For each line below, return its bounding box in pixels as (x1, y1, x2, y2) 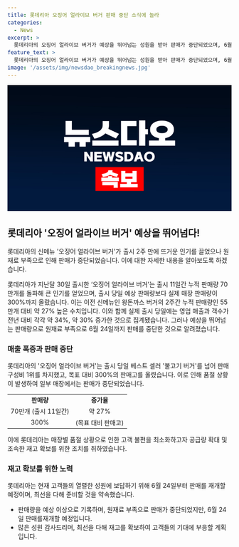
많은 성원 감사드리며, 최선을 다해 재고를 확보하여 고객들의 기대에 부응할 (17, 523, 213, 532)
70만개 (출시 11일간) (10, 407, 70, 416)
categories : (7, 19, 43, 26)
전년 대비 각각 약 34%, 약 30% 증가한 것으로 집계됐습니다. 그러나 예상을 (7, 316, 208, 324)
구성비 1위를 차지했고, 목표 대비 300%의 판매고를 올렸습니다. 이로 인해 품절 (7, 370, 216, 379)
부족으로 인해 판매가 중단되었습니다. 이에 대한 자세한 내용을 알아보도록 (20, 256, 215, 265)
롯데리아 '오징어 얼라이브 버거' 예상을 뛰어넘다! (7, 226, 201, 239)
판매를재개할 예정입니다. (25, 514, 92, 523)
